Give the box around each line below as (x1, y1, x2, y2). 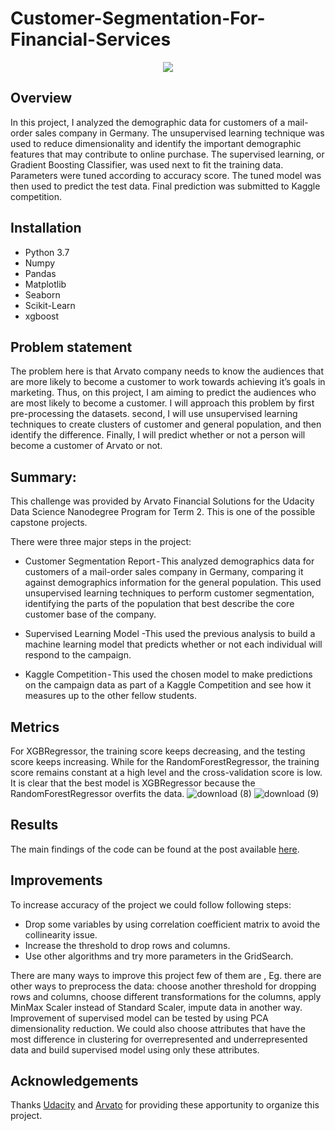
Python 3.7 (24, 246, 70, 258)
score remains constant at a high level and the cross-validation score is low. (10, 767, 323, 778)
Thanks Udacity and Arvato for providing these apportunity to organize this (10, 1099, 320, 1111)
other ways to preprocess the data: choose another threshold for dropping (10, 980, 317, 992)
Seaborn (24, 288, 61, 301)
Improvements (10, 872, 103, 889)
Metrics (10, 718, 60, 736)
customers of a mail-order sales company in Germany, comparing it (24, 566, 304, 578)
